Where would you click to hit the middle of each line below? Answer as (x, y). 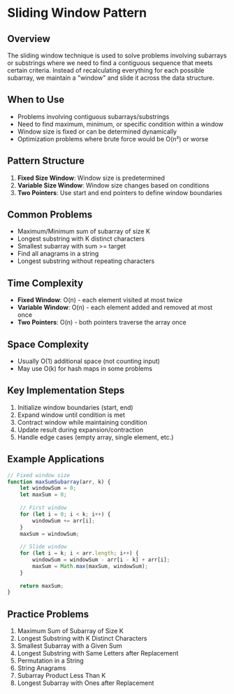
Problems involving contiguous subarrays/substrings (93, 116)
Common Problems (50, 215)
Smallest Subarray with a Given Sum (70, 646)
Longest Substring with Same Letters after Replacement (98, 653)
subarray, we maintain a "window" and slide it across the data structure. (111, 78)
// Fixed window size (39, 475)
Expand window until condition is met (71, 415)
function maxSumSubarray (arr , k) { (59, 482)
